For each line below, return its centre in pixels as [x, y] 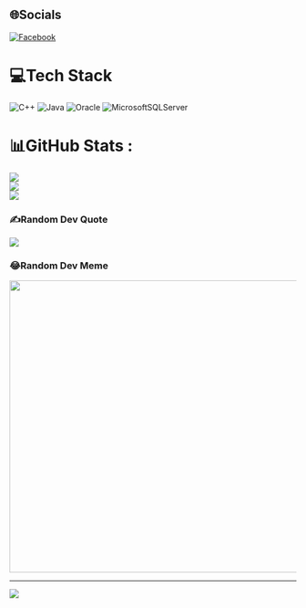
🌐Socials [36, 15]
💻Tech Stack [61, 76]
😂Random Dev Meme [59, 266]
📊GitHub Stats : [71, 146]
